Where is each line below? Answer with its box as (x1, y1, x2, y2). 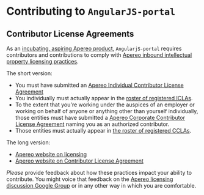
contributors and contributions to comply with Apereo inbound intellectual (6, 51, 192, 59)
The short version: (6, 70, 53, 77)
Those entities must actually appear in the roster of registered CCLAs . (15, 127, 191, 134)
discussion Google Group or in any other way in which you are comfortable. (6, 182, 197, 189)
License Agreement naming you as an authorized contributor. (15, 120, 170, 128)
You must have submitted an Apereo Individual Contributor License (15, 81, 184, 89)
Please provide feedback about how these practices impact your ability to (6, 169, 192, 176)
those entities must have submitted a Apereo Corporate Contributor (15, 114, 185, 121)
